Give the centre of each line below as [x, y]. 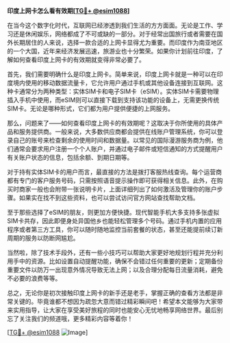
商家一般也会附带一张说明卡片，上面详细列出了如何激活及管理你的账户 [118, 189]
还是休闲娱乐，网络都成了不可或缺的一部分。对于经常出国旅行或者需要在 [115, 34]
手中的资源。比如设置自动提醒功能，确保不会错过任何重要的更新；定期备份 [118, 261]
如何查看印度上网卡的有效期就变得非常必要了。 [79, 60]
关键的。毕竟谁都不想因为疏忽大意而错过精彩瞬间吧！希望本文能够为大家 [115, 301]
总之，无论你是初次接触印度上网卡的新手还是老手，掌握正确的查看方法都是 [112, 293]
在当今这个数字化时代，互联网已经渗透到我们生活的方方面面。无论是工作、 [112, 25]
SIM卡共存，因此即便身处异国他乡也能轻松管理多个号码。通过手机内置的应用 [115, 221]
